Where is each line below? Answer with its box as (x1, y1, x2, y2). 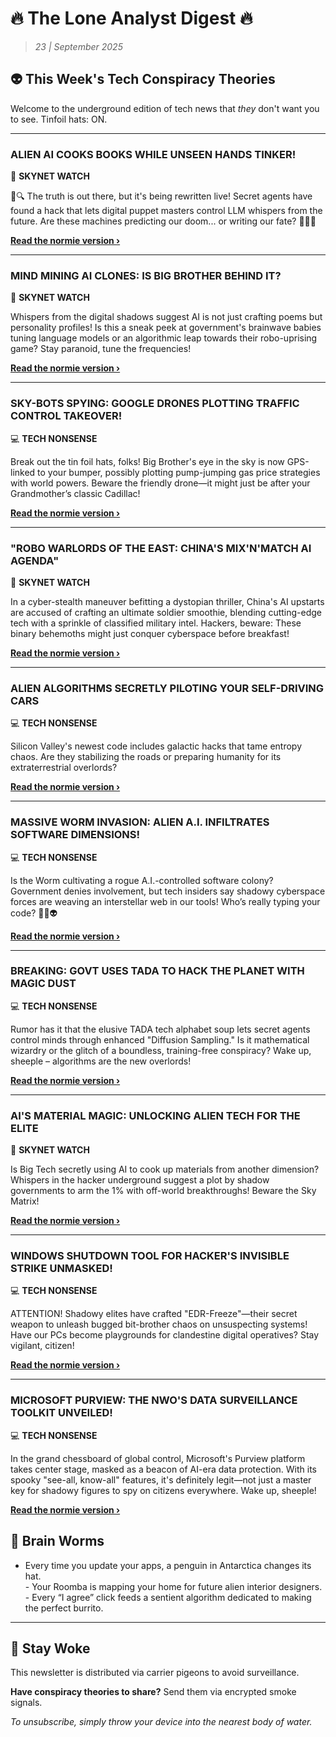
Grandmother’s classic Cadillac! (10, 487, 141, 499)
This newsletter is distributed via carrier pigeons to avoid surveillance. (10, 1667, 300, 1679)
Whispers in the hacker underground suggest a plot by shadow (10, 1174, 270, 1186)
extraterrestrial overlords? (10, 762, 118, 774)
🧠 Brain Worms (10, 1533, 105, 1550)
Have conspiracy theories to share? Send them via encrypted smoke (10, 1686, 297, 1698)
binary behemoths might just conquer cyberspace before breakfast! (10, 627, 290, 639)
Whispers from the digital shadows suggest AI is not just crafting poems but (10, 311, 323, 323)
